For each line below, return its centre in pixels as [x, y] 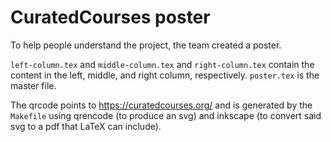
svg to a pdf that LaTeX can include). [86, 126]
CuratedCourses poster [110, 17]
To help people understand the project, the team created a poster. [146, 45]
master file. [33, 85]
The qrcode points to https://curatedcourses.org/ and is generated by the [161, 105]
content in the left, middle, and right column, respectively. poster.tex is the [165, 75]
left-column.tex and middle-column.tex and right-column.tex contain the [162, 64]
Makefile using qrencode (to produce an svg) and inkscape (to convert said [166, 115]
